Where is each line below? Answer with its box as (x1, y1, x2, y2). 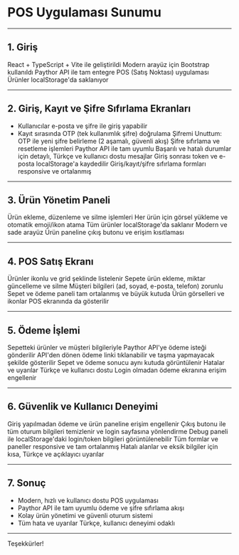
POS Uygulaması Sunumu (7, 4, 161, 21)
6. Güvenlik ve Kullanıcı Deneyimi (7, 401, 159, 413)
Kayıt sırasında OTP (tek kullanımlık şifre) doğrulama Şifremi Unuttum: (17, 129, 222, 137)
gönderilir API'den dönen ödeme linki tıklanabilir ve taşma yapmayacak (7, 351, 215, 359)
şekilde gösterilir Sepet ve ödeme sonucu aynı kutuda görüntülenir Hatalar (7, 359, 225, 366)
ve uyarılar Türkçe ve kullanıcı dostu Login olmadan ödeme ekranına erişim (7, 366, 227, 374)
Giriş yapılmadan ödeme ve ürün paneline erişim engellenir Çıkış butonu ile (7, 419, 226, 428)
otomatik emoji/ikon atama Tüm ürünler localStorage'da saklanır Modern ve (7, 221, 228, 229)
